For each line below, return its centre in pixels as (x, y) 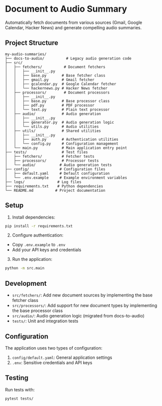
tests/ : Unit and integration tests (45, 321)
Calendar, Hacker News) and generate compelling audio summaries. (73, 27)
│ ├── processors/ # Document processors (57, 92)
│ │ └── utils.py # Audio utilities (52, 127)
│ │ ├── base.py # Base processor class (57, 101)
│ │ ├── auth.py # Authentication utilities (62, 139)
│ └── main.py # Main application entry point (66, 148)
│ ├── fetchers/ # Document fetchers (55, 67)
